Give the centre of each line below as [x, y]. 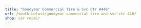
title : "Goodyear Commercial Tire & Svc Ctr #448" [58, 9]
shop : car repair [23, 18]
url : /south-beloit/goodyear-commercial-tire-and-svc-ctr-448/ [71, 14]
